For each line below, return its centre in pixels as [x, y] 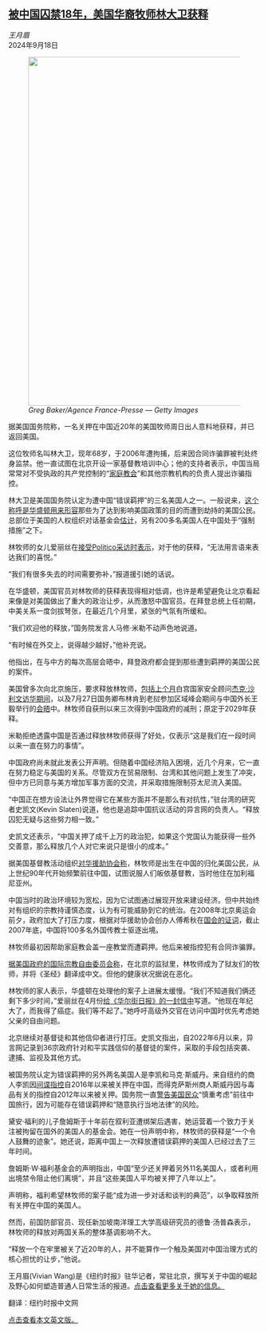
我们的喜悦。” [36, 557]
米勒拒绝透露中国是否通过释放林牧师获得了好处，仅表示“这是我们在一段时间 [132, 735]
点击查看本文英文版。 [43, 1319]
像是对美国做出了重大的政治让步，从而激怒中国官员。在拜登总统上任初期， [137, 601]
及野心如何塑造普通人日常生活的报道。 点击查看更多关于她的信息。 [116, 1286]
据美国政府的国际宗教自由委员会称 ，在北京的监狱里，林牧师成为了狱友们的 [130, 964]
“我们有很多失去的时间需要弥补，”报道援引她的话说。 [94, 573]
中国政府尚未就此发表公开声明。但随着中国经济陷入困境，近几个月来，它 [127, 762]
